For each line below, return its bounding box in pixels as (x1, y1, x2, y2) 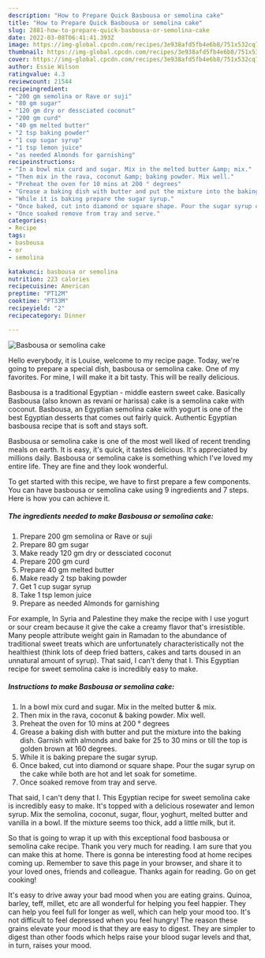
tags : (8, 232, 26, 240)
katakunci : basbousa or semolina (8, 267, 118, 276)
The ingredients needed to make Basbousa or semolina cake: (8, 512, 215, 521)
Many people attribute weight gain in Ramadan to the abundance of (8, 630, 227, 639)
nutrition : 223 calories (8, 275, 90, 283)
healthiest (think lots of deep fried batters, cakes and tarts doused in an (8, 647, 241, 657)
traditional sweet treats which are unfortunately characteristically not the (8, 639, 244, 648)
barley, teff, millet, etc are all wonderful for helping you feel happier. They (8, 898, 247, 908)
